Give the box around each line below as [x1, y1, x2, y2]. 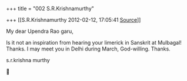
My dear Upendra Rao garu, [6, 28, 74, 35]
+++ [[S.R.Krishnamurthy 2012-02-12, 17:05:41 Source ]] [6, 16, 141, 23]
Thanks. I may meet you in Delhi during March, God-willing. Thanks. [6, 45, 171, 52]
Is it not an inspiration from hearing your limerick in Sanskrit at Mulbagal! [6, 39, 182, 46]
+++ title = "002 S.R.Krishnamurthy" [6, 5, 94, 12]
